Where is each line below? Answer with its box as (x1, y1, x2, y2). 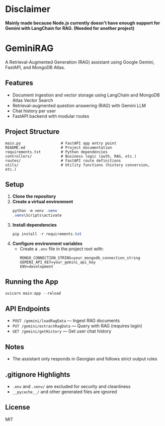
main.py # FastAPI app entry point (5, 141, 117, 146)
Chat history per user (12, 108, 56, 114)
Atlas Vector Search (12, 97, 53, 103)
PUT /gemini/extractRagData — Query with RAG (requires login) (12, 323, 143, 329)
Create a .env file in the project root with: (19, 246, 104, 252)
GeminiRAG (5, 43, 54, 54)
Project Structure (5, 128, 60, 136)
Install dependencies (12, 222, 57, 228)
